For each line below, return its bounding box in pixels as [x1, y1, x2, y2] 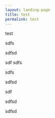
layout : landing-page [5, 7, 50, 13]
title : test [5, 12, 30, 17]
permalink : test [5, 17, 39, 22]
